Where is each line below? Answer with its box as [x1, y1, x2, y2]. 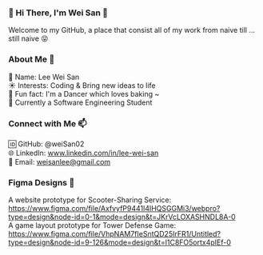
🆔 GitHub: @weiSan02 [8, 139, 85, 149]
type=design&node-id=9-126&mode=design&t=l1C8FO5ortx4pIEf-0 [8, 237, 232, 247]
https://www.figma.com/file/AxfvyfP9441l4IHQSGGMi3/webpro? [8, 204, 221, 213]
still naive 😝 [8, 34, 49, 43]
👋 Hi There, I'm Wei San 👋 [8, 7, 108, 18]
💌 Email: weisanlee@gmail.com [8, 157, 111, 166]
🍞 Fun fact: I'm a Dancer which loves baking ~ [8, 89, 160, 98]
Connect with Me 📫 [8, 118, 87, 129]
